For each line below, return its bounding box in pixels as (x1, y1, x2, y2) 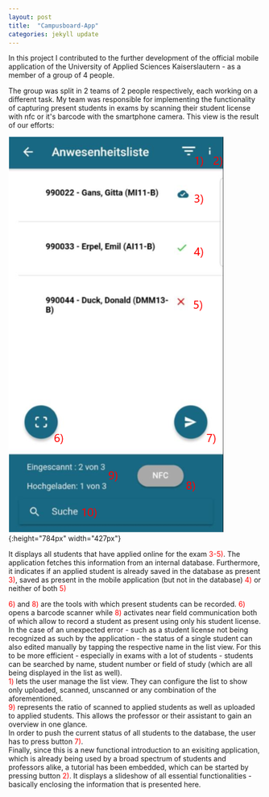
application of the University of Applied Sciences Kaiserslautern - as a (8, 61, 242, 72)
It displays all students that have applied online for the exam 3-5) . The (8, 550, 241, 559)
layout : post (8, 13, 52, 21)
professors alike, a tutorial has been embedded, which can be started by (8, 762, 249, 772)
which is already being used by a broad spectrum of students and (8, 754, 227, 764)
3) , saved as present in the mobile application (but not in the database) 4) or (8, 575, 262, 585)
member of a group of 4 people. (8, 70, 115, 80)
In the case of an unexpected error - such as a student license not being (8, 625, 249, 635)
